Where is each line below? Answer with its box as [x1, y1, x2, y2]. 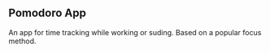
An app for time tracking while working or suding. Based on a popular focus [8, 27, 262, 37]
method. [8, 36, 37, 46]
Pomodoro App [8, 6, 87, 20]
